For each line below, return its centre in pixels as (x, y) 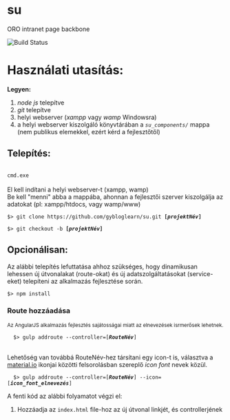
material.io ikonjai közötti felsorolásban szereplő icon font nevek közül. (107, 364)
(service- (200, 273)
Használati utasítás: (65, 70)
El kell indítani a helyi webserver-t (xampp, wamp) (78, 189)
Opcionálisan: (38, 250)
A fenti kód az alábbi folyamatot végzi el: (65, 396)
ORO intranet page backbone (49, 29)
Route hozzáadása (39, 311)
